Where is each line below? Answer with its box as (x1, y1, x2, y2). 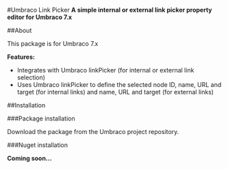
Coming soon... (7, 154, 53, 162)
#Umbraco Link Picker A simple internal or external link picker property (7, 6, 212, 14)
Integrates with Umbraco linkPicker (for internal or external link (16, 66, 194, 74)
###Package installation (7, 114, 75, 122)
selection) (16, 73, 46, 81)
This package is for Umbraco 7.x (7, 40, 99, 47)
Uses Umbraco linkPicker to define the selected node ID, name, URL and (16, 81, 222, 88)
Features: (7, 53, 36, 61)
